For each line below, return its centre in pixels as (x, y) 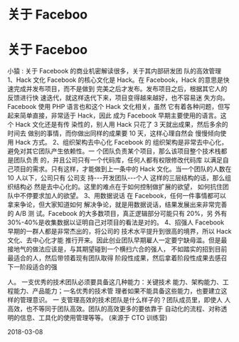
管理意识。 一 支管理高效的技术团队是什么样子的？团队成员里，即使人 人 (125, 300)
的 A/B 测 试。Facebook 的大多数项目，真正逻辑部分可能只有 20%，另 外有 (117, 214)
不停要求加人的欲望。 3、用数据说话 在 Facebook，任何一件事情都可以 (123, 196)
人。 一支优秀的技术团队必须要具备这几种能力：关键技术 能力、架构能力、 (115, 282)
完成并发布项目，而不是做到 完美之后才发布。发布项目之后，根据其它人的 (120, 89)
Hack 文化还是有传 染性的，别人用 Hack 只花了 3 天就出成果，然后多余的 (122, 125)
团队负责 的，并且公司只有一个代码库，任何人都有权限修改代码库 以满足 (118, 160)
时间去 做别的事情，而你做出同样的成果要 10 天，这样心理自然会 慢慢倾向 (114, 133)
